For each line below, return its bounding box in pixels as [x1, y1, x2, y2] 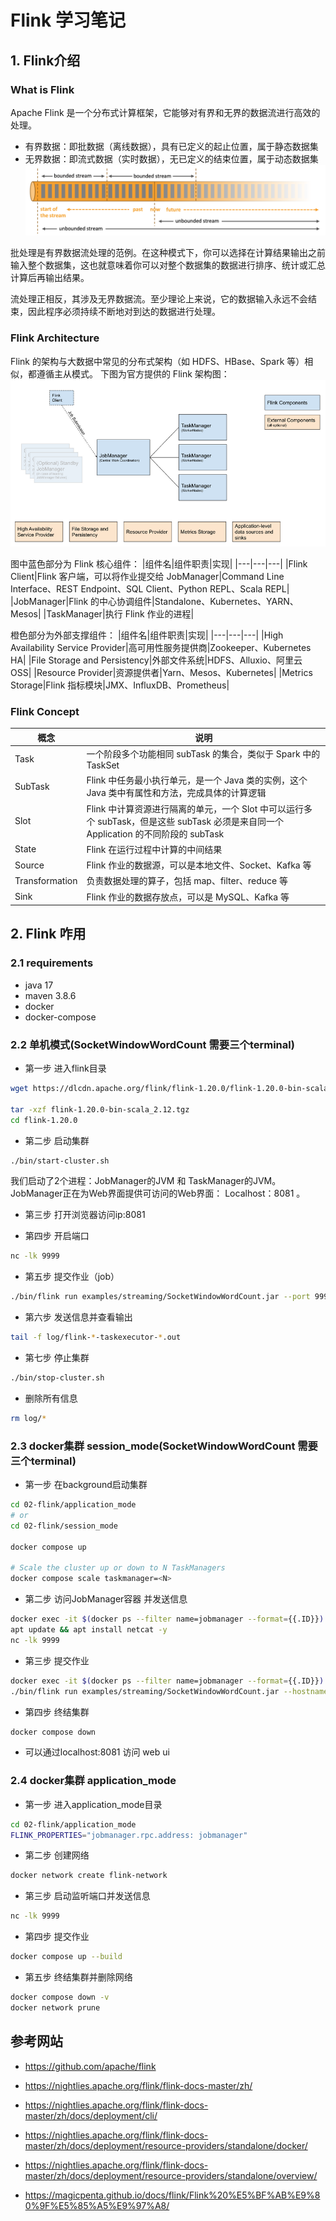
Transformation [14, 874, 78, 886]
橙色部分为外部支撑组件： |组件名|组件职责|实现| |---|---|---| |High [10, 629, 284, 641]
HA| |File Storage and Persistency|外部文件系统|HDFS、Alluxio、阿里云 [10, 654, 303, 666]
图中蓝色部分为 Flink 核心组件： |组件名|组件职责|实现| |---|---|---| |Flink [10, 558, 308, 570]
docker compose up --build [10, 1952, 123, 1962]
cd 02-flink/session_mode [10, 1521, 118, 1531]
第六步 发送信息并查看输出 [24, 1311, 133, 1323]
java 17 [24, 979, 54, 991]
